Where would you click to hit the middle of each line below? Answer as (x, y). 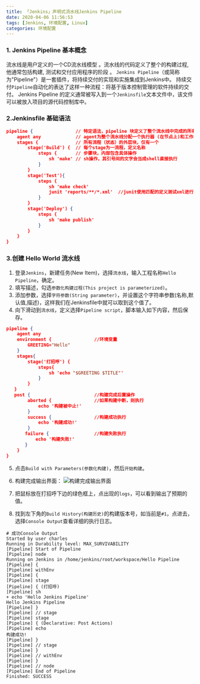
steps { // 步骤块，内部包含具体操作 (87, 153)
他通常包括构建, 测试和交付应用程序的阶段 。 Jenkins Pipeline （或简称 (93, 71)
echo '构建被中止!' (60, 406)
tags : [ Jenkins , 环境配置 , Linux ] (47, 23)
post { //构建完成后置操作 (74, 395)
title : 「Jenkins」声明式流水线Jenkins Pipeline (64, 12)
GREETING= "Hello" (49, 345)
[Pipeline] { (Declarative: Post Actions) (60, 623)
